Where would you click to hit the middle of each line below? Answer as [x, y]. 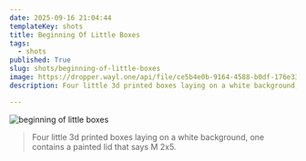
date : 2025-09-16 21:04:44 [61, 18]
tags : [20, 43]
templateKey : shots [46, 26]
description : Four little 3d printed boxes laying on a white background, [154, 86]
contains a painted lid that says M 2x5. [104, 146]
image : [22, 77]
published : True [40, 60]
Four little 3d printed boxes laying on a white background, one [148, 136]
